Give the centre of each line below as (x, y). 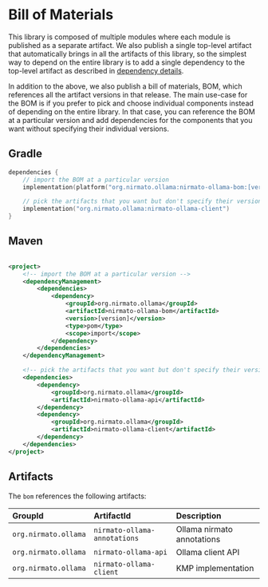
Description (199, 515)
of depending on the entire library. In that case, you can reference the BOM (132, 111)
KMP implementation (215, 568)
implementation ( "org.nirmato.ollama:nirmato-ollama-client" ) (126, 209)
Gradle (25, 154)
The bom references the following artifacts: (77, 496)
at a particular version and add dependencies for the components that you (130, 120)
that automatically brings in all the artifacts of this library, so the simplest (128, 54)
